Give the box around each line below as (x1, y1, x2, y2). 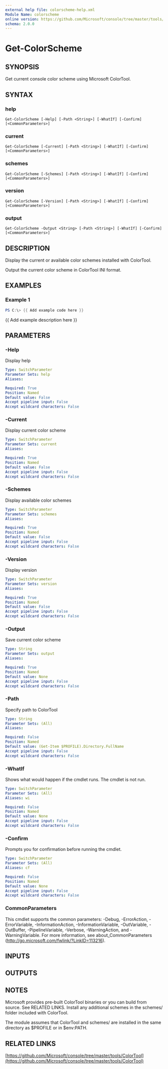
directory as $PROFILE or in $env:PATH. (5, 1025, 87, 1031)
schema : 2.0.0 (5, 21, 35, 27)
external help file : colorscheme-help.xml (5, 7, 95, 13)
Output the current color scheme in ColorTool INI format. (5, 267, 121, 273)
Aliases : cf (5, 865, 30, 870)
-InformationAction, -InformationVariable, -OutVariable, (34, 921, 148, 927)
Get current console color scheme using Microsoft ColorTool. (5, 76, 131, 82)
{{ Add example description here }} (5, 317, 77, 323)
